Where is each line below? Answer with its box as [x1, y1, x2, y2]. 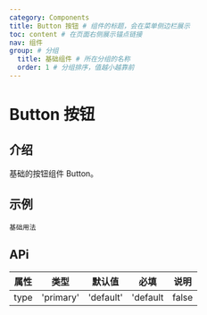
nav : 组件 [9, 38, 43, 47]
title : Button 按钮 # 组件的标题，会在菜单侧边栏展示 [9, 21, 190, 30]
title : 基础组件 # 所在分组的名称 [17, 55, 131, 64]
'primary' [41, 291, 80, 303]
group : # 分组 [9, 47, 60, 55]
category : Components [9, 13, 90, 22]
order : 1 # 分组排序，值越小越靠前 [17, 64, 135, 72]
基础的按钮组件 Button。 [9, 167, 99, 179]
